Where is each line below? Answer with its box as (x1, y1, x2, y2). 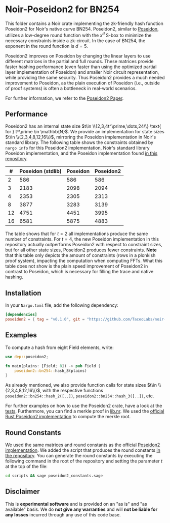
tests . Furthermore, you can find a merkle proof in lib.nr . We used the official (5, 408, 164, 414)
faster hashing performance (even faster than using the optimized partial (5, 64, 157, 70)
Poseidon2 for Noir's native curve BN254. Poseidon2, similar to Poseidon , (5, 25, 159, 32)
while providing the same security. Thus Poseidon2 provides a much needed (5, 74, 165, 80)
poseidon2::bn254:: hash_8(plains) (14, 368, 87, 373)
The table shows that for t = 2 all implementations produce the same (5, 230, 148, 237)
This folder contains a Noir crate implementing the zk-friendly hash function (5, 20, 163, 26)
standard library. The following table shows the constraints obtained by (5, 139, 153, 146)
